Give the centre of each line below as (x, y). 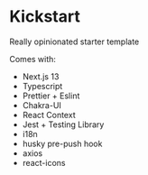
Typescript (42, 86)
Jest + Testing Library (63, 124)
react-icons (44, 162)
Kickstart (45, 17)
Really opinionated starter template (74, 41)
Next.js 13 (41, 76)
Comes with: (33, 59)
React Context (49, 115)
